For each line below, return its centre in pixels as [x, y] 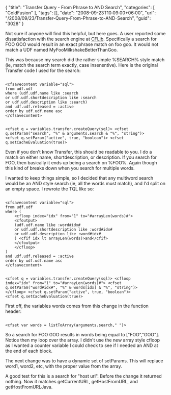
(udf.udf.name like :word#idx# [48, 225]
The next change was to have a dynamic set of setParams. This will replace [84, 361]
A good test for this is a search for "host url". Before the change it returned [83, 376]
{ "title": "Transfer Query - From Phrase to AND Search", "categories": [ [80, 7]
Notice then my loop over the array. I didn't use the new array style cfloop [83, 340]
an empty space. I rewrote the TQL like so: [50, 189]
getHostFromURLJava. [29, 387]
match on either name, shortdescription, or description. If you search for [81, 157]
